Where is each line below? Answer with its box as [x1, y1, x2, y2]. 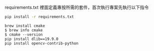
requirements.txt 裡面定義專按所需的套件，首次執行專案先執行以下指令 [4, 4, 149, 10]
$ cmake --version [4, 32, 43, 37]
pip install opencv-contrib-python [4, 40, 79, 46]
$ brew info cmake [4, 27, 43, 32]
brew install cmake [4, 23, 45, 28]
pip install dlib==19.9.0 [4, 36, 58, 41]
